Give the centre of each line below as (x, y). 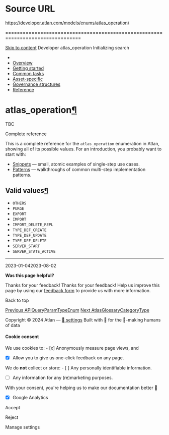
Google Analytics (30, 398)
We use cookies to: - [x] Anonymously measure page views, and (72, 348)
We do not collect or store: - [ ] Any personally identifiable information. (78, 368)
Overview (22, 63)
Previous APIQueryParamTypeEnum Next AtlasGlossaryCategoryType (77, 310)
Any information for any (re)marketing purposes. (63, 377)
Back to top (17, 300)
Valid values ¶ (27, 191)
